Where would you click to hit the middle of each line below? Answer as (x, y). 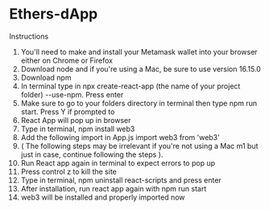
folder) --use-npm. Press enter (72, 94)
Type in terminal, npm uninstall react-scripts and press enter (121, 180)
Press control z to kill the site (69, 171)
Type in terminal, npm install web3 (78, 129)
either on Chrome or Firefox (67, 60)
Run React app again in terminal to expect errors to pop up (118, 163)
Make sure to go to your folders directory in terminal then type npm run (139, 103)
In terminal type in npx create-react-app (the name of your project (130, 86)
